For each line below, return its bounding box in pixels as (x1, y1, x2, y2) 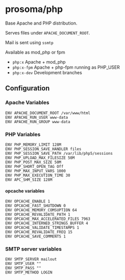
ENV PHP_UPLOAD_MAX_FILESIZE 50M (5, 155, 75, 160)
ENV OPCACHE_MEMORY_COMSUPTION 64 (5, 208, 77, 213)
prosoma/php (5, 4, 63, 15)
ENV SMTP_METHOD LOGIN (5, 270, 52, 275)
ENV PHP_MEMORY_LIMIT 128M (5, 142, 61, 147)
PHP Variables (5, 131, 41, 138)
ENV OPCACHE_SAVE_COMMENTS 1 (5, 234, 66, 239)
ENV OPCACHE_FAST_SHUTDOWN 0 (5, 203, 66, 208)
